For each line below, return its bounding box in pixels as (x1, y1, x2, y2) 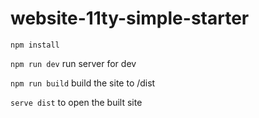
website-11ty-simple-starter (10, 7, 250, 30)
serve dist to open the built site (10, 96, 143, 108)
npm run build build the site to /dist (10, 77, 156, 89)
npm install (10, 40, 60, 50)
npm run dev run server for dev (10, 57, 137, 69)
